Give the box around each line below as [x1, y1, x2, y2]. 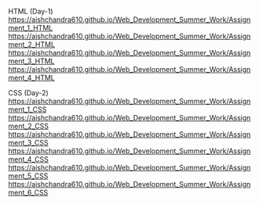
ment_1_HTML [8, 23, 53, 32]
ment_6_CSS [8, 188, 49, 197]
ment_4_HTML [8, 73, 55, 82]
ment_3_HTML [8, 56, 55, 66]
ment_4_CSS [8, 155, 49, 163]
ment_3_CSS [8, 138, 49, 147]
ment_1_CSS [8, 105, 47, 114]
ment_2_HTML [8, 40, 56, 49]
